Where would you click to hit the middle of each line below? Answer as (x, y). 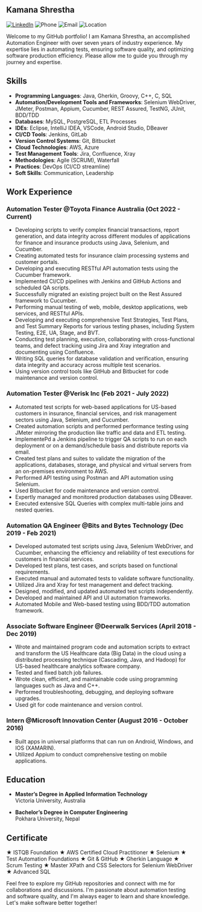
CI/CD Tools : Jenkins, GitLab (51, 134)
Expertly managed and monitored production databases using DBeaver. (104, 497)
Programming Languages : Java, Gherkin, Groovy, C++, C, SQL (93, 96)
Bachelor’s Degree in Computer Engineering (71, 812)
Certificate (27, 838)
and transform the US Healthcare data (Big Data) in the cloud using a (100, 653)
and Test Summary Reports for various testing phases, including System (105, 326)
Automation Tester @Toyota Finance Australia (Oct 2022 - (93, 209)
